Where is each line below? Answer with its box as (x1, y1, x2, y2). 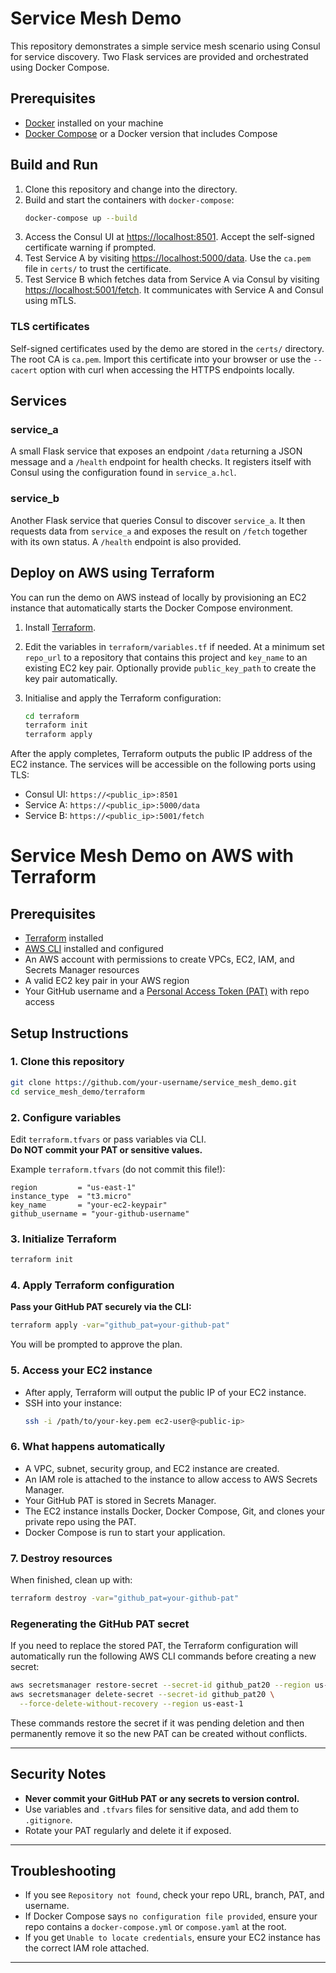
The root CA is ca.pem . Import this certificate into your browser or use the (10, 353, 312, 365)
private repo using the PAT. (24, 1515, 137, 1527)
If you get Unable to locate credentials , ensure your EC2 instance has (24, 1932, 321, 1944)
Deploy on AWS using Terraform (10, 565, 215, 582)
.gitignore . (24, 1813, 73, 1826)
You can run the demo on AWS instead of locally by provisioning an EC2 (10, 591, 307, 603)
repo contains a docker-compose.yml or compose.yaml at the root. (24, 1921, 287, 1933)
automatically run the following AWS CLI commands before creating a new (10, 1650, 317, 1662)
